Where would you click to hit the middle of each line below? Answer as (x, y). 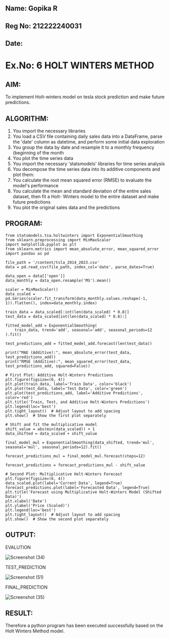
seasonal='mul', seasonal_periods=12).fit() (54, 447)
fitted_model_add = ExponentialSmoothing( (51, 325)
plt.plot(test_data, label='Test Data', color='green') (66, 388)
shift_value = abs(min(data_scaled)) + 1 (50, 429)
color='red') (19, 397)
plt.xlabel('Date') (26, 501)
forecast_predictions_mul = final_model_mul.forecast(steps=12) (75, 456)
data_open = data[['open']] (35, 276)
